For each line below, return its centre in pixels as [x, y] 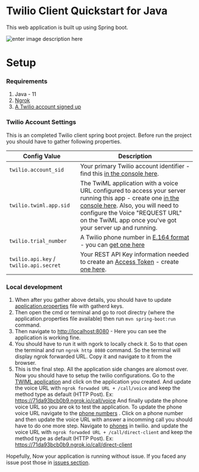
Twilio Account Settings [41, 122]
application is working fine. [48, 338]
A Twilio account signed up [48, 107]
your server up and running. [119, 228]
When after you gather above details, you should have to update [93, 300]
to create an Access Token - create [129, 261]
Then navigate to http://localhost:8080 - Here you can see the [91, 331]
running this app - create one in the [129, 198]
